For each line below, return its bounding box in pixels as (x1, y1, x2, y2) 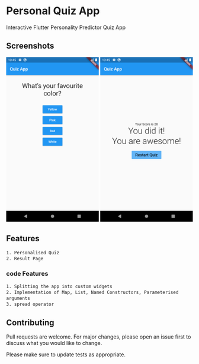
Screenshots (6, 41, 54, 51)
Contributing (6, 317, 54, 327)
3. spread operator (6, 301, 54, 308)
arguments (6, 295, 31, 302)
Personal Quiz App (6, 4, 100, 18)
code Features (6, 269, 49, 277)
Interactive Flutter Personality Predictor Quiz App (6, 24, 126, 31)
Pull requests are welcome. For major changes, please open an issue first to (6, 333, 191, 340)
